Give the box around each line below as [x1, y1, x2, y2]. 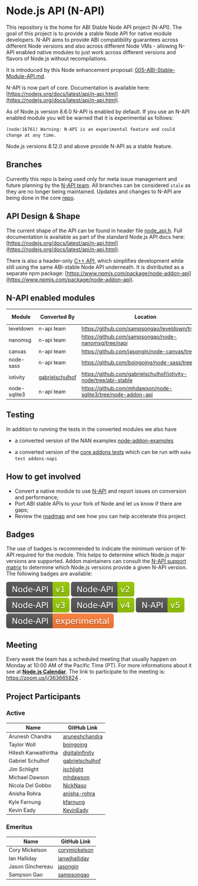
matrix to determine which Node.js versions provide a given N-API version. [6, 564, 187, 571]
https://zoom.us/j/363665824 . [6, 674, 81, 681]
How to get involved [6, 472, 81, 482]
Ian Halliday [8, 855, 37, 862]
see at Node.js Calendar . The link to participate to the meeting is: [6, 668, 166, 676]
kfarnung [62, 798, 85, 805]
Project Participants [6, 691, 81, 701]
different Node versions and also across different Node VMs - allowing [6, 42, 178, 50]
